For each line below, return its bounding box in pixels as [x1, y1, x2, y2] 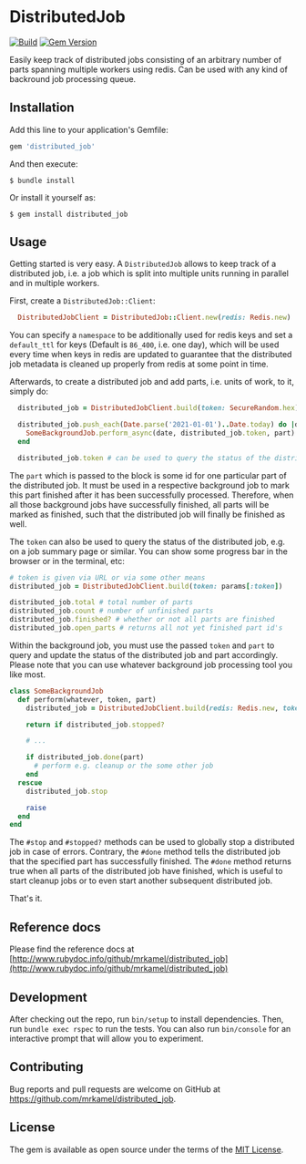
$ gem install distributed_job [9, 210, 128, 219]
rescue [17, 778, 43, 788]
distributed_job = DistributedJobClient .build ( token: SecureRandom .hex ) [17, 404, 300, 413]
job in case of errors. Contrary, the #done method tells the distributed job [9, 846, 280, 858]
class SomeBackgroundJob [9, 686, 104, 695]
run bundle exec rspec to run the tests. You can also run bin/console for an [9, 1023, 291, 1034]
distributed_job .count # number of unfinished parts [9, 606, 214, 616]
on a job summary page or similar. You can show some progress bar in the [9, 545, 289, 557]
